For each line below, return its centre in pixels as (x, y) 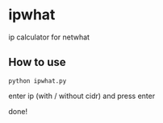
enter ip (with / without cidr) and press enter (82, 96)
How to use (37, 62)
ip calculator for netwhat (49, 37)
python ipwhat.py (38, 81)
